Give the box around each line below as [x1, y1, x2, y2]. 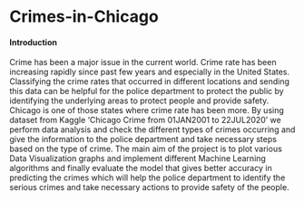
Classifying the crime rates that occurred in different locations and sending [9, 76, 290, 87]
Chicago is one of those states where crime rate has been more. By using [9, 105, 284, 116]
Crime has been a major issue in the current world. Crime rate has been [9, 57, 277, 68]
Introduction [9, 36, 57, 47]
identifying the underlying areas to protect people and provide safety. [9, 95, 270, 106]
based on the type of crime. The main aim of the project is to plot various [9, 143, 283, 155]
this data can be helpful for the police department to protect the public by [9, 86, 284, 97]
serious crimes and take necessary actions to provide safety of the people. [9, 182, 289, 193]
